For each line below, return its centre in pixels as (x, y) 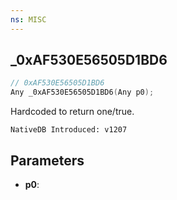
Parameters (47, 160)
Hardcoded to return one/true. (72, 112)
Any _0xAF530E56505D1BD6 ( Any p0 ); (82, 92)
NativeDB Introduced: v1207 (69, 130)
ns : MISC (28, 19)
